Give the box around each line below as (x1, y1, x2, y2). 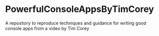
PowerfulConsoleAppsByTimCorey (5, 3, 154, 15)
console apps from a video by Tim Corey (5, 25, 89, 31)
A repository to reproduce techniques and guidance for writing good (5, 20, 146, 26)
